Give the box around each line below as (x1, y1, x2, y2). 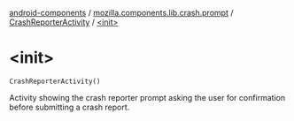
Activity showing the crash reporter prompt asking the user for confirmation (9, 92, 286, 102)
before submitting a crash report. (9, 102, 130, 112)
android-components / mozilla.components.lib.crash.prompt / (9, 8, 234, 18)
